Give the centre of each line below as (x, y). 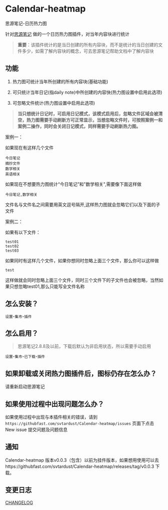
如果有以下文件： (23, 232)
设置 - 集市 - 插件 (19, 316)
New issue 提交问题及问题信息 (36, 429)
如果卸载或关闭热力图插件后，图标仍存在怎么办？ (81, 373)
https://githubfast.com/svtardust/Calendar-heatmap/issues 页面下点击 (80, 423)
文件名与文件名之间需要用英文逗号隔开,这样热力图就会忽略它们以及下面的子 (83, 204)
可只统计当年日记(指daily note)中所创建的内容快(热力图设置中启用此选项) (87, 92)
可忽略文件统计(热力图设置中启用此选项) (54, 103)
